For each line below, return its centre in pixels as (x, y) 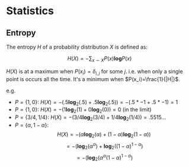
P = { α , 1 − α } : (32, 125)
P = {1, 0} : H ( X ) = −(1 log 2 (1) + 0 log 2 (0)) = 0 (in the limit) (83, 110)
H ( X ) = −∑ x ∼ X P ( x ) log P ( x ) (100, 59)
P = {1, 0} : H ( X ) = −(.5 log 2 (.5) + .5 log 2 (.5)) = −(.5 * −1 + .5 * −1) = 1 (96, 103)
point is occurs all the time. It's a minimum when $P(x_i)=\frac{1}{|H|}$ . (93, 79)
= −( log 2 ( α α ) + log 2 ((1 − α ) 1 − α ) (105, 146)
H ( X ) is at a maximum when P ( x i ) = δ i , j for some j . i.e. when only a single (94, 72)
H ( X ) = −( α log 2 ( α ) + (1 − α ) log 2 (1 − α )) (104, 135)
